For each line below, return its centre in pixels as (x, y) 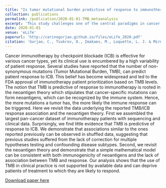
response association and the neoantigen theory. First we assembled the (79, 113)
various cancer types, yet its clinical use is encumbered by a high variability (82, 61)
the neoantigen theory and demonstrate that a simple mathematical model (81, 150)
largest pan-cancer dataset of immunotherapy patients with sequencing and (83, 118)
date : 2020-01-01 (23, 28)
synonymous (18, 71)
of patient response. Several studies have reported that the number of (76, 66)
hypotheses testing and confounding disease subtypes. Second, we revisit (81, 144)
